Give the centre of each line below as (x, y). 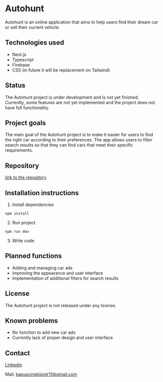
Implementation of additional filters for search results (65, 278)
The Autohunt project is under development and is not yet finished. (72, 97)
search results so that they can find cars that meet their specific (69, 145)
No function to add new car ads (44, 333)
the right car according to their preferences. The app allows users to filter (79, 140)
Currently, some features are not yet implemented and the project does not (80, 102)
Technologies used (35, 43)
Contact (18, 353)
